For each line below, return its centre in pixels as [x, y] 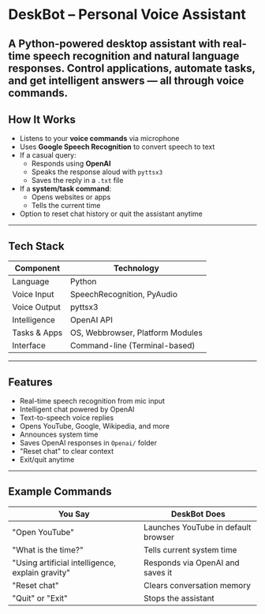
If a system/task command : [65, 189]
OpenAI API [91, 320]
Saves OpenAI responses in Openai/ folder [88, 443]
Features [30, 382]
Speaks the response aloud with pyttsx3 [97, 172]
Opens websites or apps [71, 197]
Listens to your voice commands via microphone [99, 139]
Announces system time [59, 434]
